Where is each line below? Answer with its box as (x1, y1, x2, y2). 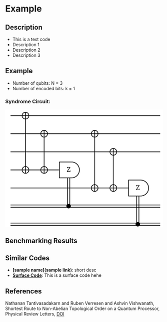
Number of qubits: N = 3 (12, 80, 63, 86)
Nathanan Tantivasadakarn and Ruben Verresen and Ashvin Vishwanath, (5, 300, 154, 306)
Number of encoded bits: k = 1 (12, 85, 75, 91)
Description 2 (12, 47, 40, 53)
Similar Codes (5, 254, 50, 262)
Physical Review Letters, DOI (5, 311, 64, 317)
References (5, 287, 42, 295)
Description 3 (12, 52, 41, 58)
